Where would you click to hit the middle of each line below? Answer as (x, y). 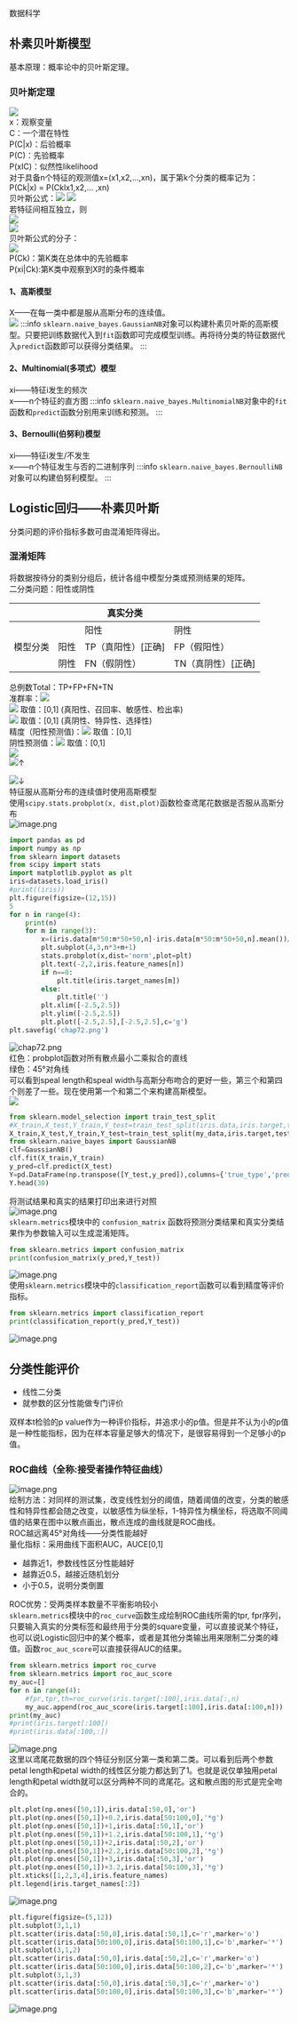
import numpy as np (45, 848)
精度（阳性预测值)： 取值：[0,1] (71, 731)
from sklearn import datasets (65, 856)
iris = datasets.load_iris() (59, 882)
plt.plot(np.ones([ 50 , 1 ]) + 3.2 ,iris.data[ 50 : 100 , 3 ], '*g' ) (117, 1867)
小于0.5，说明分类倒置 (63, 1585)
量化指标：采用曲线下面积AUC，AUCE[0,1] (86, 1545)
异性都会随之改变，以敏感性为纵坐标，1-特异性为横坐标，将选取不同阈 (160, 1511)
